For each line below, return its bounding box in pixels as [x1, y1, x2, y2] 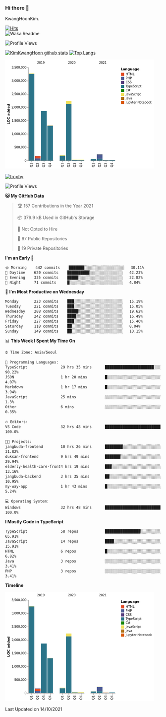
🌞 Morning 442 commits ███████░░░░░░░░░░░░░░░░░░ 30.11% [5, 265, 145, 270]
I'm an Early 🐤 [5, 255, 34, 261]
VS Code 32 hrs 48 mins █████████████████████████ [5, 425, 161, 430]
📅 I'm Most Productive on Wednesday [5, 289, 84, 295]
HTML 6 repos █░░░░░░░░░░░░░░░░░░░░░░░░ [5, 549, 161, 554]
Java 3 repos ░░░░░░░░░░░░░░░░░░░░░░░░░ [5, 559, 161, 564]
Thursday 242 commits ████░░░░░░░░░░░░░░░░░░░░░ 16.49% [5, 314, 143, 319]
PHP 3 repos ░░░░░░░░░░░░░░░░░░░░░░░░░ [5, 569, 161, 574]
